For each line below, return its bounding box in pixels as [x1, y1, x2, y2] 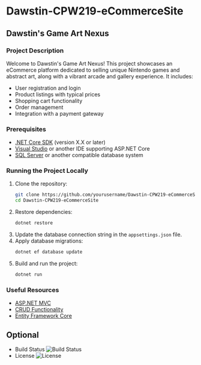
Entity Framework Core [14, 312, 72, 320]
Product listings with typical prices [14, 90, 101, 98]
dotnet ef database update [14, 249, 83, 255]
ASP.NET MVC [14, 299, 51, 307]
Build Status [14, 345, 45, 353]
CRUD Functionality [14, 306, 64, 313]
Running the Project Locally [6, 167, 88, 175]
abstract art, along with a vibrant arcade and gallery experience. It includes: [6, 72, 194, 80]
